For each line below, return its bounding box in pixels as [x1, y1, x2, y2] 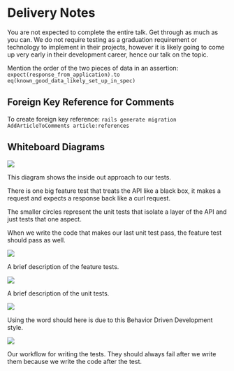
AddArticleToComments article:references [7, 122, 130, 129]
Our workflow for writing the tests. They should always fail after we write [7, 349, 217, 358]
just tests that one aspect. [7, 214, 82, 223]
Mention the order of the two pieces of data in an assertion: [7, 64, 179, 72]
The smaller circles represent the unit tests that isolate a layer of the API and [7, 208, 227, 216]
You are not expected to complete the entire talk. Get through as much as [7, 28, 219, 36]
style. [7, 323, 23, 331]
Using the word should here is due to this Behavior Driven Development [7, 316, 213, 324]
